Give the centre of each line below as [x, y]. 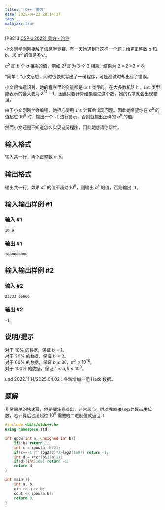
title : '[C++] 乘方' [25, 10]
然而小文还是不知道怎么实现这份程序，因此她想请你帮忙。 [63, 127]
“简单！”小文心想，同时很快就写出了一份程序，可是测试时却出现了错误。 [78, 76]
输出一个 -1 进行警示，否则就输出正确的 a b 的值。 [86, 116]
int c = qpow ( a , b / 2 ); [37, 448]
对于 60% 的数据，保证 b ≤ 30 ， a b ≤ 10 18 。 [50, 362]
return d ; [24, 466]
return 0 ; [24, 498]
